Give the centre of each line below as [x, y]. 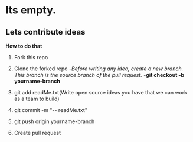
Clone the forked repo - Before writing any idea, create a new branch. [99, 69]
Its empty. [31, 10]
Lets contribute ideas [45, 32]
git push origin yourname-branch [54, 121]
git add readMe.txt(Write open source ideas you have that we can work [101, 92]
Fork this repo [31, 57]
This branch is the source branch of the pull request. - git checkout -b [99, 75]
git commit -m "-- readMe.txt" [51, 110]
